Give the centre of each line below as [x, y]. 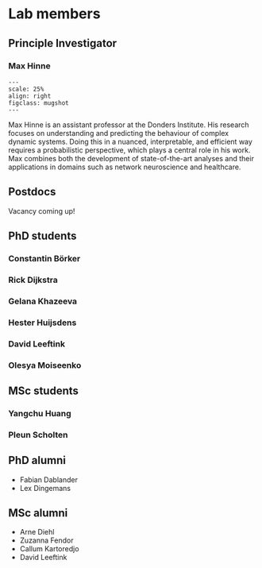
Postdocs [32, 192]
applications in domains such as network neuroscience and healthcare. [125, 167]
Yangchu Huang [40, 413]
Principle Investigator [63, 43]
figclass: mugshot [39, 103]
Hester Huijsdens [42, 323]
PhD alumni [37, 460]
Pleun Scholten [39, 435]
